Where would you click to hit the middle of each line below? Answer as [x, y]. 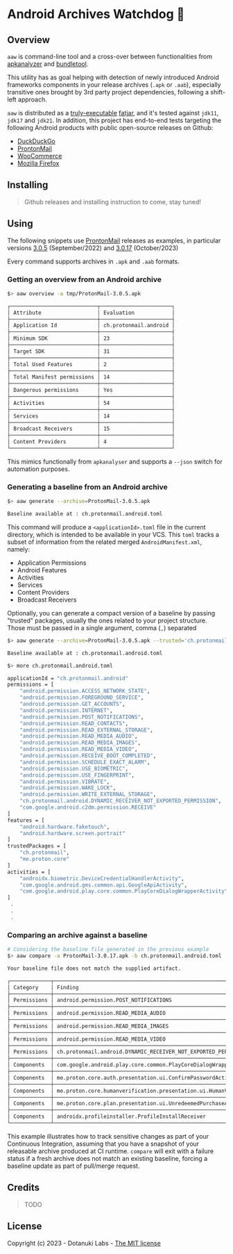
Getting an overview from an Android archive [84, 279]
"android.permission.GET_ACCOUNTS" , [73, 704]
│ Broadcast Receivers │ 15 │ [91, 429]
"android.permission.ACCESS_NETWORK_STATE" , [85, 691]
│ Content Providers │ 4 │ [91, 442]
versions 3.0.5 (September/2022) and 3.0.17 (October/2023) [93, 248]
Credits [24, 1188]
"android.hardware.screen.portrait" [73, 833]
